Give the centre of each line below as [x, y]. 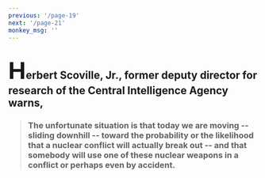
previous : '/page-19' [44, 15]
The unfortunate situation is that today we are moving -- [138, 125]
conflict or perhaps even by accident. [102, 165]
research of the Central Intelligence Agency [118, 91]
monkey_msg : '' [33, 30]
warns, [26, 102]
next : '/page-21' [37, 23]
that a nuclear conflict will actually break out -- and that [137, 145]
